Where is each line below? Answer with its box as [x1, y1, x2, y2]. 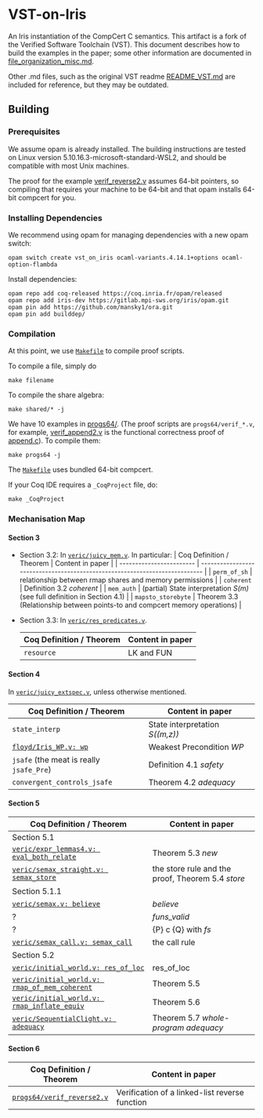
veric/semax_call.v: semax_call [12, 937, 133, 947]
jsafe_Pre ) [12, 764, 52, 775]
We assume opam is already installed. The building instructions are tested [8, 144, 247, 154]
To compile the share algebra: [8, 390, 104, 400]
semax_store [12, 873, 57, 882]
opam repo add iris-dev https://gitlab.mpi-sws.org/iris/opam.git [8, 296, 229, 304]
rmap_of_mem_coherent [12, 983, 92, 992]
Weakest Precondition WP [148, 741, 244, 752]
